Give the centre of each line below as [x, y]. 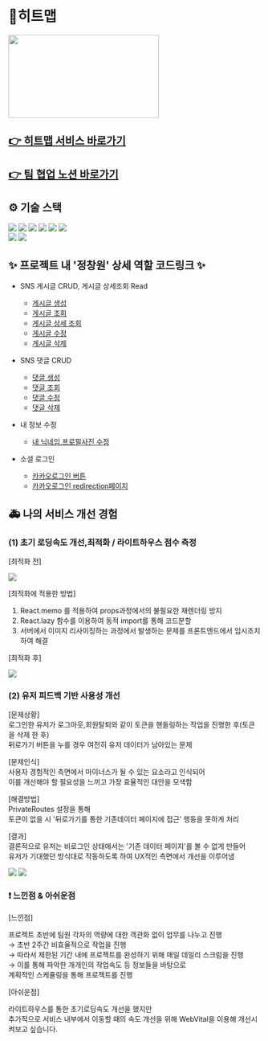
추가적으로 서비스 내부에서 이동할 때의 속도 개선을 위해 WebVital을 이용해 [122, 1018]
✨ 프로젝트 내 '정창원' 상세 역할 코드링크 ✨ [107, 265]
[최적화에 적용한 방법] [42, 594]
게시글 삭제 [49, 343]
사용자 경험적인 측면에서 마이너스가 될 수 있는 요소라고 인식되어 [107, 772]
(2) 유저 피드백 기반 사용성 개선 [64, 695]
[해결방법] [24, 799]
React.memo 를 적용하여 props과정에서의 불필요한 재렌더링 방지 [121, 611]
